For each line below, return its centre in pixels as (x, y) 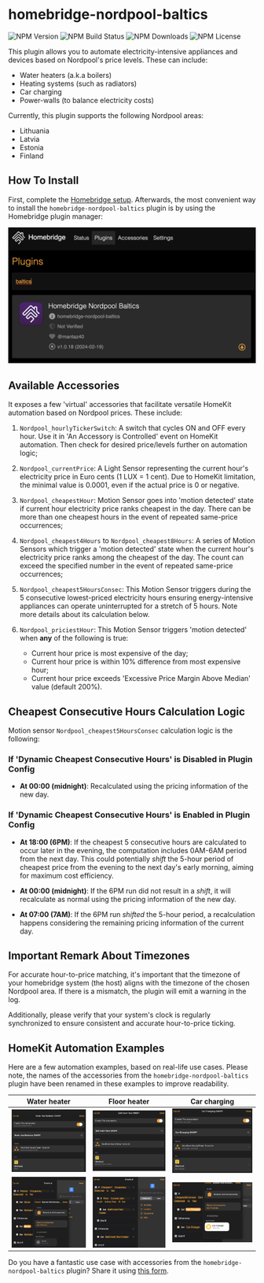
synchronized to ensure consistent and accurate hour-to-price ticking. (122, 1023)
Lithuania (34, 131)
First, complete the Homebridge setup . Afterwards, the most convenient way (132, 199)
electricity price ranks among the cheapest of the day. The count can (132, 557)
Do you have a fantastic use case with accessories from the (105, 1263)
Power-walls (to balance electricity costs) (87, 100)
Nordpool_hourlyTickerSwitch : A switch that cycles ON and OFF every (132, 428)
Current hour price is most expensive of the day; (110, 653)
